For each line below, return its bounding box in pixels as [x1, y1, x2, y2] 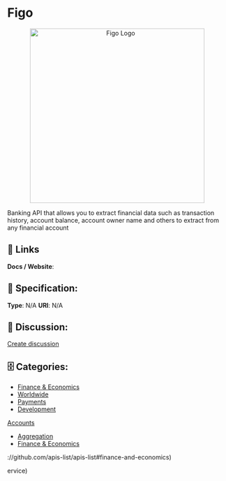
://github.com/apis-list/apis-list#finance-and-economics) [7, 453, 172, 461]
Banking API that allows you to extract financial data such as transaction [7, 208, 215, 217]
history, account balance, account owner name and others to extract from [7, 216, 220, 224]
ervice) [7, 466, 28, 475]
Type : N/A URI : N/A [7, 301, 63, 309]
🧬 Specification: [7, 283, 78, 295]
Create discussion [7, 340, 59, 348]
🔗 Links [7, 244, 40, 256]
